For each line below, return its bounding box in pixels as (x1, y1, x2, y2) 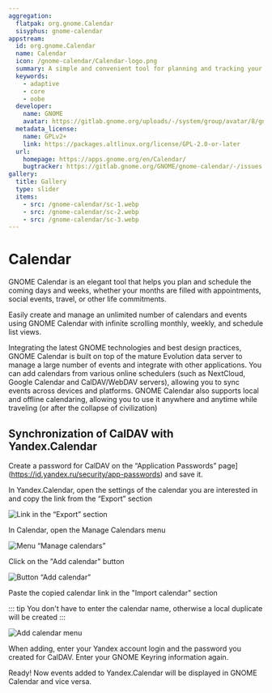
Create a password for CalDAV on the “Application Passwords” (8, 461, 217, 470)
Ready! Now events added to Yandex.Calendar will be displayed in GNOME (8, 668, 257, 678)
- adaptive (23, 79, 60, 88)
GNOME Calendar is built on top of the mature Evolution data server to (8, 352, 243, 361)
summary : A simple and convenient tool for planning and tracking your (15, 65, 263, 73)
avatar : (23, 118, 49, 126)
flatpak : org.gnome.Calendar (15, 19, 114, 28)
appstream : (8, 34, 45, 43)
